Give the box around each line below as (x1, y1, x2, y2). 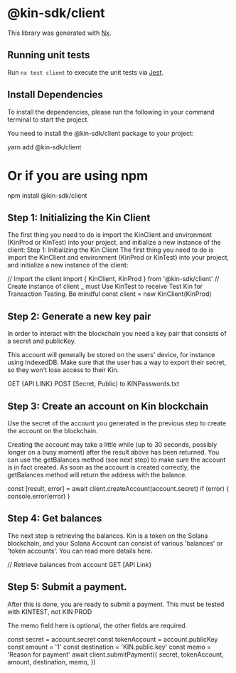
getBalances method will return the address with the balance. (7, 470, 187, 479)
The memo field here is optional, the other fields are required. (7, 621, 188, 630)
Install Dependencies (7, 89, 103, 101)
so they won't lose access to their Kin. (7, 366, 119, 374)
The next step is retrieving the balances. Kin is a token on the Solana (7, 531, 208, 540)
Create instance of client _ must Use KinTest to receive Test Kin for (7, 282, 203, 291)
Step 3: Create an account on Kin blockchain (7, 400, 208, 412)
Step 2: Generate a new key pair (7, 310, 151, 322)
